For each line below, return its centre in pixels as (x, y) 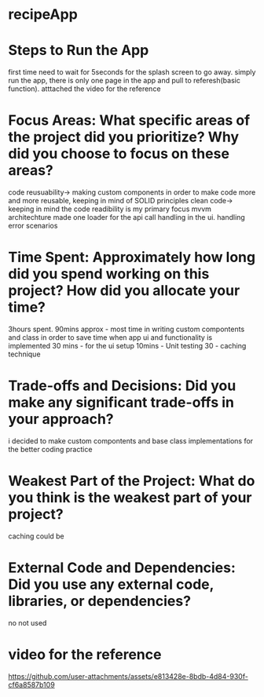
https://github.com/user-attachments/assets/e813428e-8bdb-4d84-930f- (128, 676)
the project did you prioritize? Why (124, 137)
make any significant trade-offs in (121, 403)
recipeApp (43, 15)
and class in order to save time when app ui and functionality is (110, 338)
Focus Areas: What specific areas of (129, 120)
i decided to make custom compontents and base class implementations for (131, 440)
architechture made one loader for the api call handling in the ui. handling (126, 217)
